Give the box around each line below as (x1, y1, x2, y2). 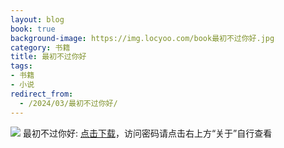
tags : (10, 61, 33, 71)
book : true (10, 24, 56, 34)
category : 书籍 (10, 42, 71, 53)
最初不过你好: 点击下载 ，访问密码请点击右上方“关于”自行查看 (22, 127, 273, 139)
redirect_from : (10, 89, 74, 99)
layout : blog (10, 14, 65, 25)
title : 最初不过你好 (10, 52, 87, 62)
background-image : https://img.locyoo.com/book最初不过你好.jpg (10, 33, 275, 43)
